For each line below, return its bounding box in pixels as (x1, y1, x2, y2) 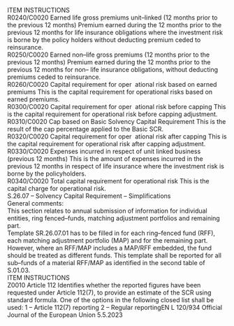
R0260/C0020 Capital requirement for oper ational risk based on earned (7, 80, 217, 88)
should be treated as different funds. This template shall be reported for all (7, 251, 222, 260)
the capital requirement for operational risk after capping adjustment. (7, 140, 206, 148)
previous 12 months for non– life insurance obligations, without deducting (7, 66, 219, 73)
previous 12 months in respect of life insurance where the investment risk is (7, 162, 225, 170)
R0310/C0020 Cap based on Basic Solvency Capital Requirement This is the (7, 118, 226, 125)
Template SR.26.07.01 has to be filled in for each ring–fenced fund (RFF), (7, 229, 215, 237)
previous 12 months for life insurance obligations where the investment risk (7, 28, 224, 36)
